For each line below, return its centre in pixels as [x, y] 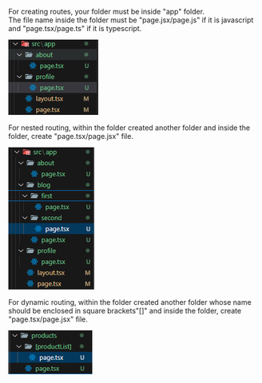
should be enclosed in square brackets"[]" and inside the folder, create [125, 311]
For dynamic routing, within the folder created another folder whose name [130, 302]
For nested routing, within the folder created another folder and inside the [129, 128]
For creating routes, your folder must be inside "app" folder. [107, 12]
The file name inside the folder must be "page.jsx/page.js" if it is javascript [131, 20]
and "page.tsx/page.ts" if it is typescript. [75, 28]
